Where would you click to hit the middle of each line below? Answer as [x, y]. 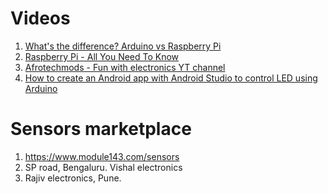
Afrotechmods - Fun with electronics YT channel [125, 67]
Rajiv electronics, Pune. [73, 178]
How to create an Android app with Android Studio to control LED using [171, 78]
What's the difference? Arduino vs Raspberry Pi [123, 46]
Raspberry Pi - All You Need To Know [102, 56]
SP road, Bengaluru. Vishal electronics [103, 167]
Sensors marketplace [101, 129]
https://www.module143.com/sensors [102, 156]
